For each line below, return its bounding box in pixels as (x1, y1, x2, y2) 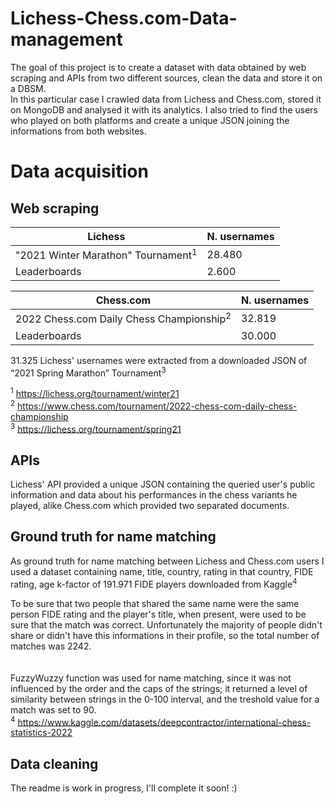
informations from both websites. (10, 125, 147, 137)
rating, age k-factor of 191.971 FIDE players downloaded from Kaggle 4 (10, 576, 298, 590)
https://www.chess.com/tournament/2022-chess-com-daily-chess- (17, 400, 298, 412)
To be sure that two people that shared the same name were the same (10, 597, 300, 609)
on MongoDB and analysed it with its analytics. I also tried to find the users (10, 103, 318, 116)
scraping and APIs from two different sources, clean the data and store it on (10, 72, 323, 84)
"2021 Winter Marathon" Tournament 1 (15, 246, 198, 262)
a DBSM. (10, 82, 47, 94)
